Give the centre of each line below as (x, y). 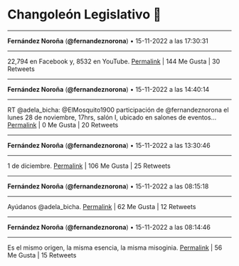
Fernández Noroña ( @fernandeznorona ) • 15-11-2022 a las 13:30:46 (109, 145)
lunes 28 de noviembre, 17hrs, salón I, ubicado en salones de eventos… (112, 117)
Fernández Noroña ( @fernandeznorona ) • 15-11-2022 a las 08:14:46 (109, 227)
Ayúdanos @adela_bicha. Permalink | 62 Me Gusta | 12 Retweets (102, 206)
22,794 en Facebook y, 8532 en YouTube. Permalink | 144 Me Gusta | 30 (114, 61)
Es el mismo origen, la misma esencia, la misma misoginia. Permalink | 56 (115, 248)
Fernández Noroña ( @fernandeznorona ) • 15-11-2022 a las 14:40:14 (108, 89)
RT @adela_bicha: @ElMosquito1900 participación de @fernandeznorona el (118, 110)
